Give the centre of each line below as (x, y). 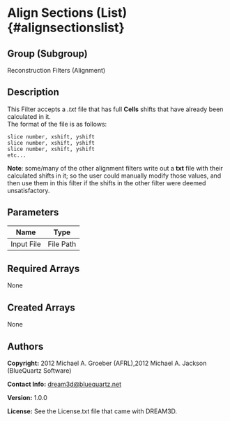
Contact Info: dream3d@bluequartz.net (64, 384)
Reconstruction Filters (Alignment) (56, 70)
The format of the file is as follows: (57, 124)
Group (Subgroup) (48, 53)
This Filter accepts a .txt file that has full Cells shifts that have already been (115, 109)
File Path (62, 244)
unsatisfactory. (29, 190)
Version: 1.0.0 (27, 398)
